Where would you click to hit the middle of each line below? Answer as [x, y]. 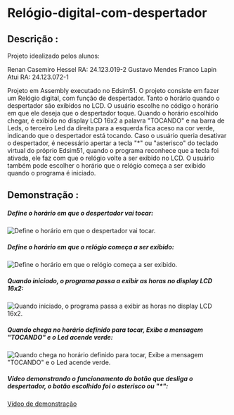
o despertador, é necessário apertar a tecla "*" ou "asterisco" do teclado [113, 143]
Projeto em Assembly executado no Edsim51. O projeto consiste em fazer [113, 91]
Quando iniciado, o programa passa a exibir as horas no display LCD [110, 280]
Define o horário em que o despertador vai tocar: [80, 213]
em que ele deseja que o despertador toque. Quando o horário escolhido [113, 113]
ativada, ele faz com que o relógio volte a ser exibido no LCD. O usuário [111, 158]
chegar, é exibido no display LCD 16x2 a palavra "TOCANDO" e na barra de [116, 120]
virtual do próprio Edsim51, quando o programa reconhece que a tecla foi [113, 150]
